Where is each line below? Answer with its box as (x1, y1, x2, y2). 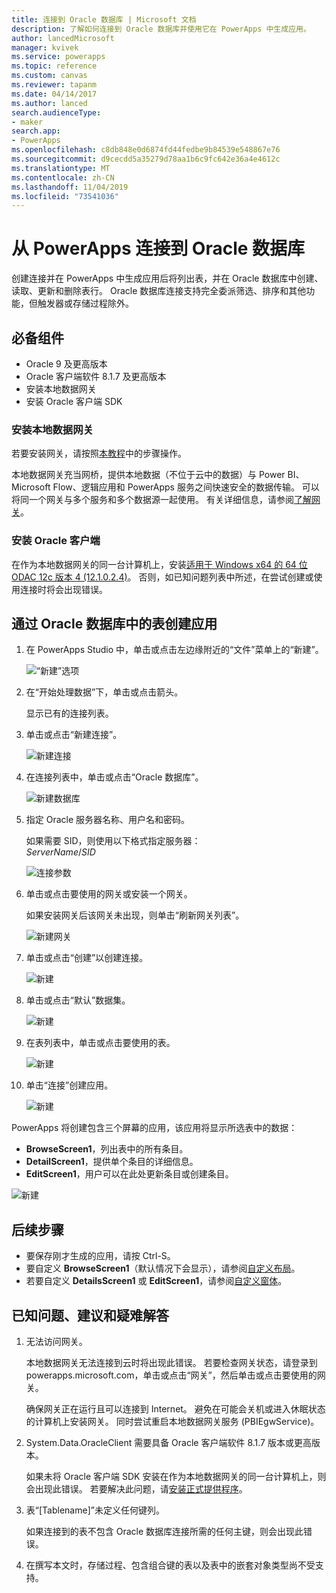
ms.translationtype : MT (11, 163, 111, 173)
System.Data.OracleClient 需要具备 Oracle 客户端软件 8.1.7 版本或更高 (25, 1437, 312, 1449)
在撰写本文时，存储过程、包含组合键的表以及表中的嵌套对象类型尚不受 (25, 1559, 316, 1571)
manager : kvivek (11, 42, 79, 53)
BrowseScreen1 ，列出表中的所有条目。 (25, 1143, 189, 1155)
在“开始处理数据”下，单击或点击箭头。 (25, 686, 184, 698)
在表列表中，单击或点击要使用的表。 (25, 1037, 176, 1049)
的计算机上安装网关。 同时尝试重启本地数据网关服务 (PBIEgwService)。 (25, 1416, 320, 1428)
